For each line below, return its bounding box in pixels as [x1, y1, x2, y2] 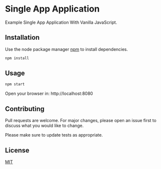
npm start [5, 82, 25, 87]
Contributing [5, 105, 45, 113]
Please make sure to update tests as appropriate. [5, 132, 103, 138]
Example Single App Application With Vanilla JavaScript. [5, 19, 117, 25]
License [5, 146, 30, 154]
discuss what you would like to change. [5, 123, 84, 129]
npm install [5, 56, 29, 61]
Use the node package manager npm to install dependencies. [5, 46, 129, 52]
